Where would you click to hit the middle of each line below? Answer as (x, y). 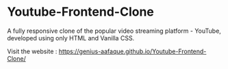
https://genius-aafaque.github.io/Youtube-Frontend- (132, 51)
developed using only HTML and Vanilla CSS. (71, 38)
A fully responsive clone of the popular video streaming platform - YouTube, (114, 31)
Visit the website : (32, 51)
